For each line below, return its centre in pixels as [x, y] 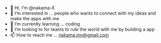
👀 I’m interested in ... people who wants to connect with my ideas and [83, 13]
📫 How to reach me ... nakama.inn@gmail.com [59, 35]
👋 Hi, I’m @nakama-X [32, 8]
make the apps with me [35, 18]
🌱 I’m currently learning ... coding [45, 24]
